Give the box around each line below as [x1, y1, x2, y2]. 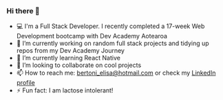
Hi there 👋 [6, 6, 41, 16]
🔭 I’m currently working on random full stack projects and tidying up [16, 39, 209, 47]
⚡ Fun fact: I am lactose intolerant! [16, 86, 114, 95]
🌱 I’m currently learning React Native [16, 54, 121, 62]
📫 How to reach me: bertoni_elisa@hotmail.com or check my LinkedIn [16, 68, 216, 77]
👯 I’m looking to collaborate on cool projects [16, 61, 142, 69]
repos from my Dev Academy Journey [16, 47, 125, 55]
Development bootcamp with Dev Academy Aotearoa [16, 32, 168, 40]
